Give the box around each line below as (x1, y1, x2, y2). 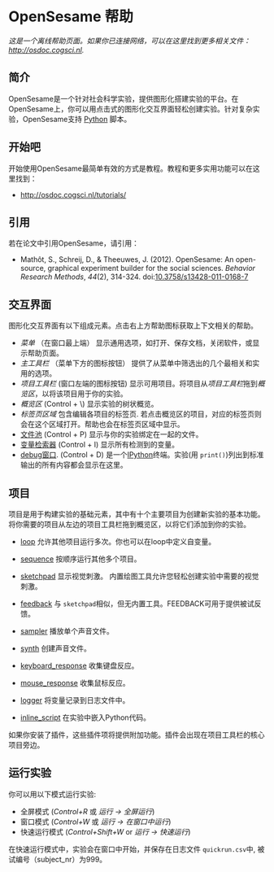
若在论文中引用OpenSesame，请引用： (8, 238, 140, 248)
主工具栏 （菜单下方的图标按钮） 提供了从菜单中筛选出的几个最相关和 (20, 359, 253, 368)
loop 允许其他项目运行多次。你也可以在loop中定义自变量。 (20, 537, 216, 546)
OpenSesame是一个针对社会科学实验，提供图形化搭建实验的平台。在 (8, 94, 239, 103)
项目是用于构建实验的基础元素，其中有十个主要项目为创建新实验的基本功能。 (8, 509, 265, 519)
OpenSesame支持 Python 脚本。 (22, 114, 132, 124)
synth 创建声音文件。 (20, 643, 92, 653)
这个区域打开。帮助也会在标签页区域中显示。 (34, 420, 185, 429)
